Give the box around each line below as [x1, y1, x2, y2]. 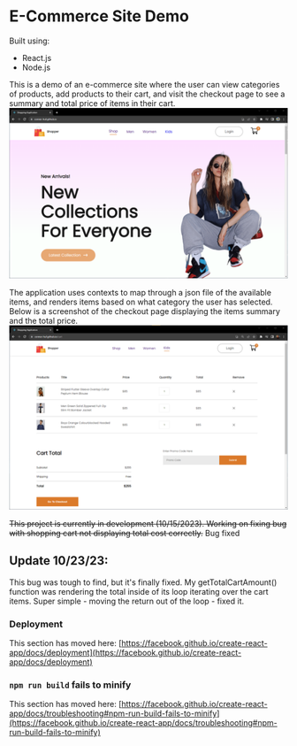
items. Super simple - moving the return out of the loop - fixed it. [9, 596, 245, 606]
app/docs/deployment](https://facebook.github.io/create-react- [9, 647, 241, 658]
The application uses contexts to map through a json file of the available [9, 288, 272, 298]
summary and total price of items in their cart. [9, 97, 176, 108]
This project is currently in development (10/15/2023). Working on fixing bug [9, 518, 287, 528]
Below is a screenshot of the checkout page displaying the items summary [9, 306, 281, 317]
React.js [21, 52, 52, 63]
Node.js [21, 62, 51, 73]
